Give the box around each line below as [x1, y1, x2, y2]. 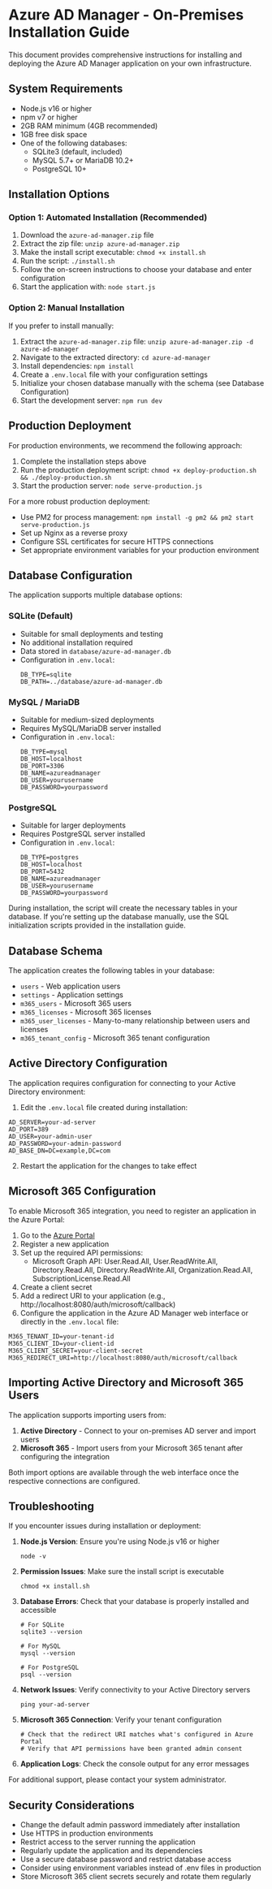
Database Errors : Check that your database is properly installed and [19, 1597, 249, 1606]
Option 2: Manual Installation [8, 302, 125, 313]
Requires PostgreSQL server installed [19, 829, 146, 839]
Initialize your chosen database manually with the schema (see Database [19, 378, 265, 387]
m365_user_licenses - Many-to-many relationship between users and [19, 1016, 250, 1026]
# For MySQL [19, 1642, 61, 1650]
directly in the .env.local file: [19, 1316, 119, 1326]
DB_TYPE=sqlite [19, 670, 72, 679]
